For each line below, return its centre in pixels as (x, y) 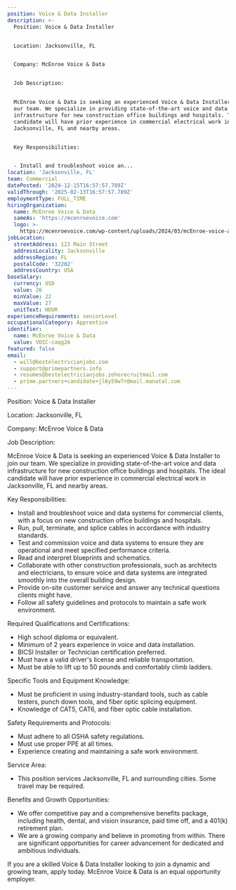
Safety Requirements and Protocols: (59, 723)
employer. (22, 879)
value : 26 (28, 290)
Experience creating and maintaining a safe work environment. (108, 751)
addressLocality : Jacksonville (59, 251)
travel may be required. (51, 786)
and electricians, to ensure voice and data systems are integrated (112, 572)
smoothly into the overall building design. (77, 580)
